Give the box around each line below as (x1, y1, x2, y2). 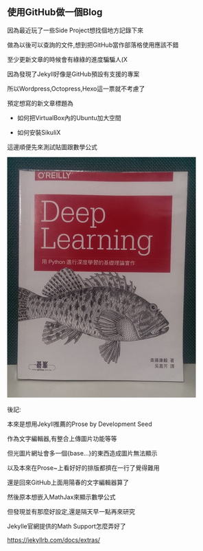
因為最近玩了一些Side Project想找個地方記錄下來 (7, 26, 144, 34)
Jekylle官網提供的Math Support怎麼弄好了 (7, 521, 126, 530)
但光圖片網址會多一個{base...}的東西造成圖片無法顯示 (7, 449, 158, 457)
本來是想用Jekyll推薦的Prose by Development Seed (7, 420, 152, 428)
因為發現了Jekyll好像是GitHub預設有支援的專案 (7, 69, 140, 78)
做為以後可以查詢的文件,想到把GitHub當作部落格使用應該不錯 (7, 41, 179, 49)
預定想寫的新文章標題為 (7, 99, 73, 107)
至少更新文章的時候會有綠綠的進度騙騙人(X (7, 55, 128, 63)
